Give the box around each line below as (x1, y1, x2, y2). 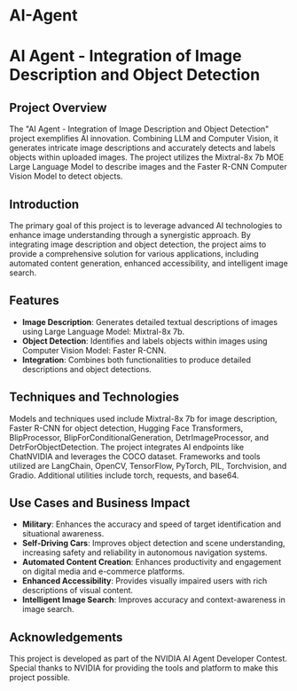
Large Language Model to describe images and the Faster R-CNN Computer (9, 162, 287, 172)
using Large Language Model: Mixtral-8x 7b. (21, 326, 185, 337)
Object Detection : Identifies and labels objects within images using (21, 335, 268, 346)
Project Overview (9, 99, 107, 115)
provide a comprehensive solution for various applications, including (9, 249, 259, 258)
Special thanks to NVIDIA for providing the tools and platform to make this (9, 663, 279, 673)
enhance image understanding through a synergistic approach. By (9, 230, 251, 240)
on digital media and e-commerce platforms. (21, 566, 185, 577)
